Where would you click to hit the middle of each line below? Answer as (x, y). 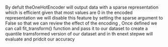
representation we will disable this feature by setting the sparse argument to (84, 18)
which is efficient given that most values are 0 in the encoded (69, 12)
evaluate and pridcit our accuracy (40, 39)
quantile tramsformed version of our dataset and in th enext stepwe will (79, 34)
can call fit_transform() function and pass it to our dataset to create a (77, 28)
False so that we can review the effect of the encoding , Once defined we (81, 23)
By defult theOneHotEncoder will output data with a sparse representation (82, 7)
